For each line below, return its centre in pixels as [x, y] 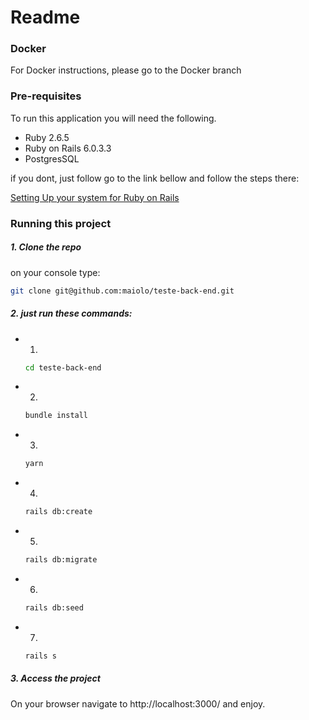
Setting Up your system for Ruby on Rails [95, 197]
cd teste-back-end [63, 367]
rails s [40, 656]
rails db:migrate [61, 560]
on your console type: [55, 272]
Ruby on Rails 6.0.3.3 [68, 148]
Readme [45, 17]
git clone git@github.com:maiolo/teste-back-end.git [122, 291]
